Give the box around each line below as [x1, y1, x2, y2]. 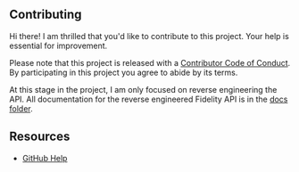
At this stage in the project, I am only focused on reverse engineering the [9, 84, 278, 94]
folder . [9, 102, 33, 114]
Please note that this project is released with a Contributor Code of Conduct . [9, 57, 291, 68]
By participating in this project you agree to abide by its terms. [9, 67, 238, 78]
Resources [9, 129, 71, 144]
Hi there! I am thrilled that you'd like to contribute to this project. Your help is [9, 30, 290, 41]
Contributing [9, 7, 82, 22]
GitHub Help [21, 152, 68, 163]
